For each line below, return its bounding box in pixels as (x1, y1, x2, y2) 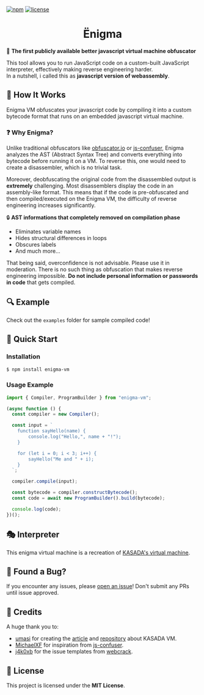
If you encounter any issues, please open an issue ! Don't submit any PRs (6, 583, 189, 590)
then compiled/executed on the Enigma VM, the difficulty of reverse (6, 195, 177, 203)
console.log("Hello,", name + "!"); (28, 434, 122, 440)
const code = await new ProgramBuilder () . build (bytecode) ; (12, 495, 166, 501)
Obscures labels (15, 241, 57, 249)
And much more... (15, 247, 60, 255)
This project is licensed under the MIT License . (6, 682, 125, 689)
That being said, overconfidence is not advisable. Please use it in (6, 260, 170, 267)
